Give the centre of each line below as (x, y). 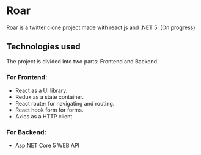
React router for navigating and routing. (65, 104)
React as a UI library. (41, 91)
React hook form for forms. (49, 110)
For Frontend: (27, 77)
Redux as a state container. (49, 97)
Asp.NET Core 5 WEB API (47, 146)
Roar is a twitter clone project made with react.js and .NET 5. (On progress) (101, 27)
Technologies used (43, 47)
